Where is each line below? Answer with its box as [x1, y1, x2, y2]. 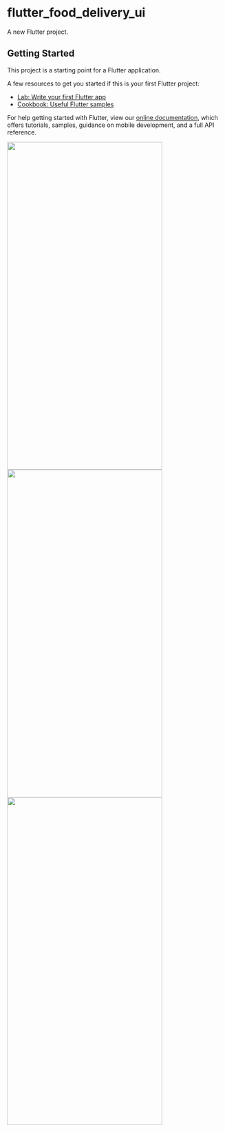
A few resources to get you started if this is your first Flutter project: [7, 79, 200, 88]
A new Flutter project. [7, 28, 69, 36]
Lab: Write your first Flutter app [17, 92, 107, 101]
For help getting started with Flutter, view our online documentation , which [7, 113, 219, 121]
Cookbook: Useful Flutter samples [17, 100, 114, 108]
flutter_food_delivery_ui [7, 5, 146, 21]
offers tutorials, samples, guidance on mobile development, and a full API [7, 121, 215, 129]
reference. [7, 128, 36, 136]
